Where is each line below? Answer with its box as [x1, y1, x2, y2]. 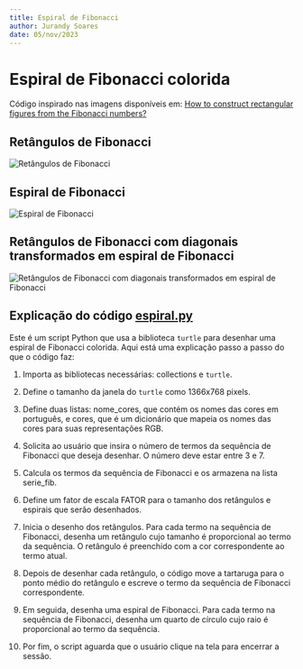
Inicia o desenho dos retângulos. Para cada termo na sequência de [22, 521, 271, 532]
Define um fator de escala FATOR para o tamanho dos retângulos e [22, 494, 271, 505]
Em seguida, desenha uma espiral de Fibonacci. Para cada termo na [22, 604, 276, 615]
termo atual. [22, 550, 68, 561]
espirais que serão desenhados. [22, 504, 142, 515]
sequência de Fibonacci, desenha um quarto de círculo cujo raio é [22, 614, 269, 625]
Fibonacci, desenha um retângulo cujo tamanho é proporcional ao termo [22, 531, 291, 542]
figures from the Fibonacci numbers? [9, 108, 147, 119]
